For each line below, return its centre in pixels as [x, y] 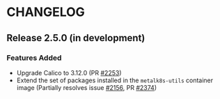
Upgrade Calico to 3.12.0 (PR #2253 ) [69, 73]
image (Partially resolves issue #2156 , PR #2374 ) [87, 87]
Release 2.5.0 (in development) [76, 38]
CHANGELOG [46, 12]
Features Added [34, 58]
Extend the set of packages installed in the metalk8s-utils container [115, 80]
